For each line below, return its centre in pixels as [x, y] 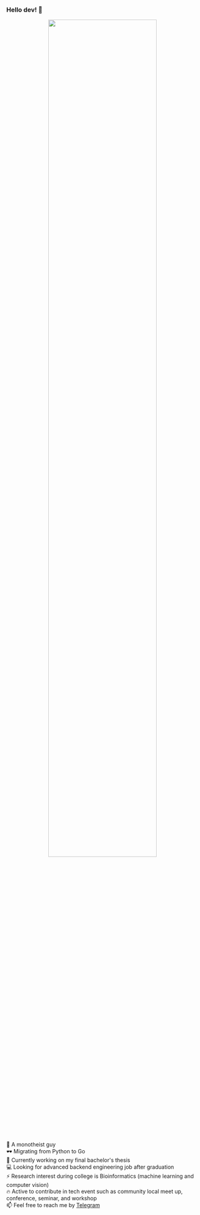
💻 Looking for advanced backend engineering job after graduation [90, 1167]
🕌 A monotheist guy [31, 1145]
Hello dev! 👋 [24, 10]
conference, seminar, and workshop [52, 1199]
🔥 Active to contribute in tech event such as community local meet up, [95, 1191]
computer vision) [28, 1185]
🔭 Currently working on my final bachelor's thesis [68, 1160]
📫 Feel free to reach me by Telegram [53, 1205]
